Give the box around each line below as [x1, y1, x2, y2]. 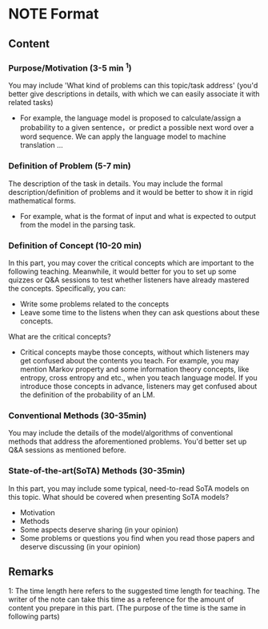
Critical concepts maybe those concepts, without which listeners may [19, 347, 250, 357]
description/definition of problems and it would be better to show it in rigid [8, 187, 254, 197]
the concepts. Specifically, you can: [8, 283, 126, 293]
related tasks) [8, 98, 54, 108]
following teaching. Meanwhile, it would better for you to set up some [8, 266, 237, 276]
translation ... [19, 140, 64, 150]
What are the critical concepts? [8, 331, 111, 341]
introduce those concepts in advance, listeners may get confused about [19, 381, 258, 391]
